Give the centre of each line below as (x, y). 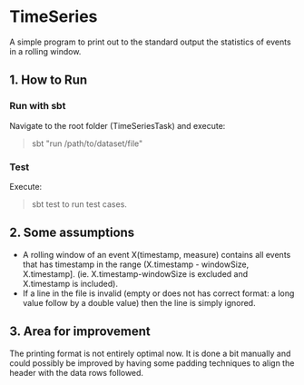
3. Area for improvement (80, 332)
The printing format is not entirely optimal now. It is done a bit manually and (150, 353)
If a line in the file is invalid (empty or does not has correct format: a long (158, 293)
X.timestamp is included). (70, 283)
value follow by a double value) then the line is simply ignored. (139, 302)
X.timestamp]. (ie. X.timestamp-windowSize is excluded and (135, 273)
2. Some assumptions (72, 233)
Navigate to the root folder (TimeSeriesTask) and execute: (118, 125)
